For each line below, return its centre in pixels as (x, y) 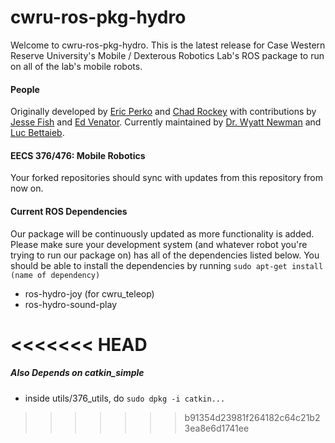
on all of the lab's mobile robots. (76, 66)
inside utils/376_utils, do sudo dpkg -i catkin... (125, 398)
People (25, 89)
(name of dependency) (55, 275)
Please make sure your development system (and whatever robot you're (159, 244)
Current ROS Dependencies (69, 211)
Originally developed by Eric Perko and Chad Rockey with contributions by (163, 112)
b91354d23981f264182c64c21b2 (252, 417)
